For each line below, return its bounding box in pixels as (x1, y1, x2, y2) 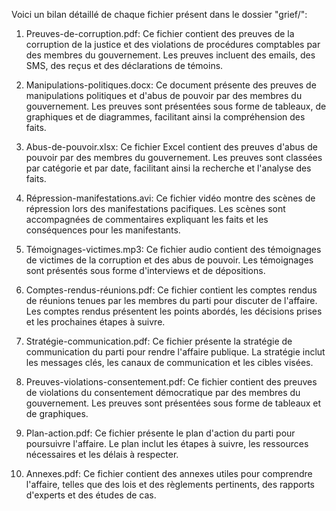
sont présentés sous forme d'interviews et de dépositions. (25, 265, 266, 276)
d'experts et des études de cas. (25, 489, 157, 501)
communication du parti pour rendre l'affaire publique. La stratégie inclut (25, 346, 326, 358)
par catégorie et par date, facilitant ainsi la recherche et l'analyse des (25, 162, 312, 174)
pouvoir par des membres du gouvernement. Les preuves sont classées (25, 152, 323, 163)
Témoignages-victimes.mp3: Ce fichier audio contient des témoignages (25, 244, 322, 255)
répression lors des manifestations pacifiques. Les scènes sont (25, 203, 286, 214)
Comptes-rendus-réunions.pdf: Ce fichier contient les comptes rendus (25, 284, 318, 296)
